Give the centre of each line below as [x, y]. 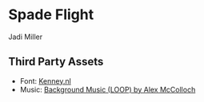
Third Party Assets [56, 62]
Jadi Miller [26, 37]
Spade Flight [51, 15]
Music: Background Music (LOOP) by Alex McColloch [108, 89]
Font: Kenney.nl [46, 80]
